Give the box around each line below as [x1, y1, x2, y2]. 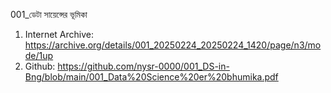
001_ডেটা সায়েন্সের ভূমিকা [10, 9, 88, 20]
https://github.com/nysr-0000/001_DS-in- [57, 60, 230, 72]
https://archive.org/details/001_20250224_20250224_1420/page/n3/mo [24, 39, 322, 51]
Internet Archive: [24, 29, 95, 40]
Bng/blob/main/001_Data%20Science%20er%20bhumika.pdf [24, 71, 279, 83]
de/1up [24, 50, 54, 61]
